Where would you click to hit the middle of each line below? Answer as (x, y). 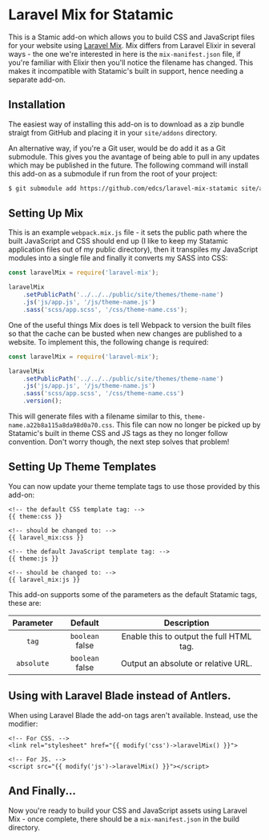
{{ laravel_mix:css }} (46, 537)
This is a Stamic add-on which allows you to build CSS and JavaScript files (132, 37)
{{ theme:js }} (34, 559)
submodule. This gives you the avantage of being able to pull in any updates (134, 156)
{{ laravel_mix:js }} (44, 580)
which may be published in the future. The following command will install (128, 165)
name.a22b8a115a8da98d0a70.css (60, 426)
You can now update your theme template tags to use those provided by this (134, 486)
